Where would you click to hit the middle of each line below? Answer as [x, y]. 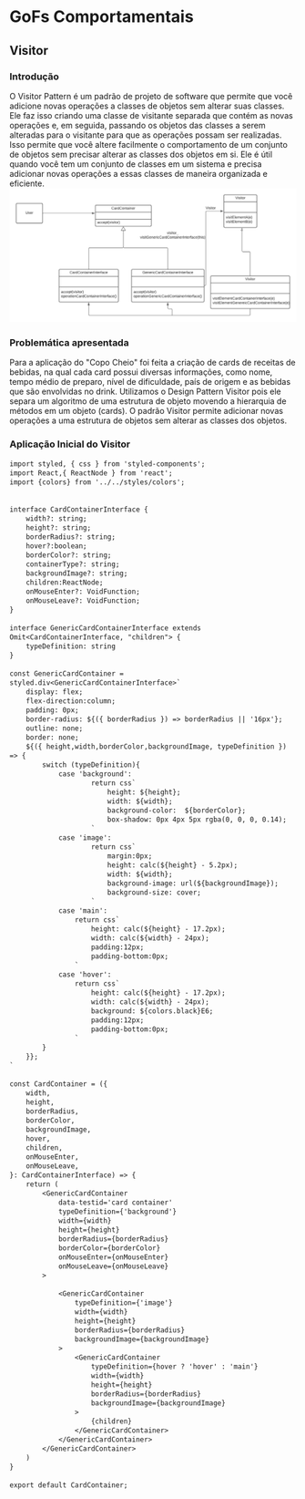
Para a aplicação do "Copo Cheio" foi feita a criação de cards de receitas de [152, 362]
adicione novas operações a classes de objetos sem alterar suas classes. [147, 106]
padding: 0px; [52, 710]
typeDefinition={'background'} [117, 1212]
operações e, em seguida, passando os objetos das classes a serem [137, 125]
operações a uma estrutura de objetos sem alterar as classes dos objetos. [148, 420]
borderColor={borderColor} [109, 1248]
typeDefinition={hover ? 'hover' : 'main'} [174, 1367]
